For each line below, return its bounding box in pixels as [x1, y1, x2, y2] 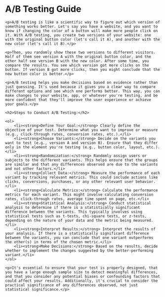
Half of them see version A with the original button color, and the [5, 54, 152, 59]
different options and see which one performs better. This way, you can [5, 89, 161, 94]
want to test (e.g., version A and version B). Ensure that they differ [5, 140, 158, 145]
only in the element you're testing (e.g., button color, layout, [5, 144, 145, 150]
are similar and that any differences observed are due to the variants [5, 162, 158, 167]
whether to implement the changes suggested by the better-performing [5, 248, 154, 253]
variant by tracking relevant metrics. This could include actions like [5, 175, 158, 180]
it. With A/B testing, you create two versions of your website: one [5, 33, 152, 37]
